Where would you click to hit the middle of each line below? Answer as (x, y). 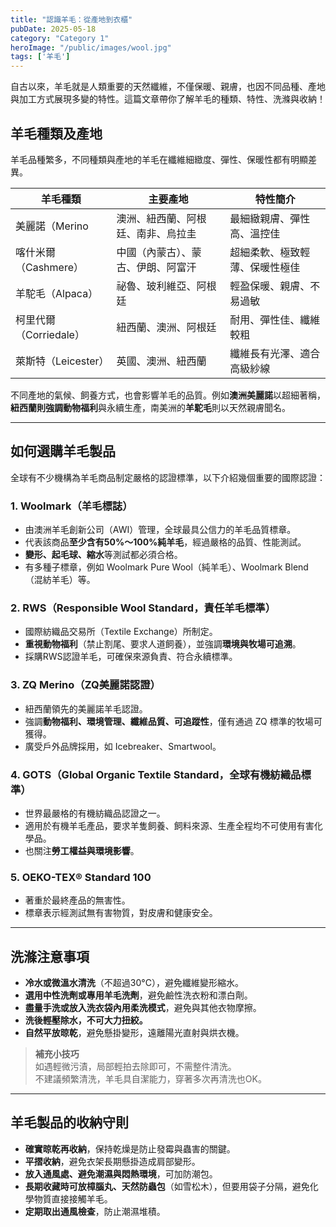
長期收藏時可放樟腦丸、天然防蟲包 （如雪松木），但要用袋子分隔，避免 (167, 1186)
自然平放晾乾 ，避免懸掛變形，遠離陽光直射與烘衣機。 (134, 1033)
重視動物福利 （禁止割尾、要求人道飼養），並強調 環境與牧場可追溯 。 (163, 644)
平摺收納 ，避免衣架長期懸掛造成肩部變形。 (112, 1161)
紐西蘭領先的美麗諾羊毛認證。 (86, 708)
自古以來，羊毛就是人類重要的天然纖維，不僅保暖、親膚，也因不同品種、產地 (168, 87)
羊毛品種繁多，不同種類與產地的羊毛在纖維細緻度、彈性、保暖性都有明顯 (159, 159)
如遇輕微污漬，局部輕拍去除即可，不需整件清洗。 (135, 1067)
